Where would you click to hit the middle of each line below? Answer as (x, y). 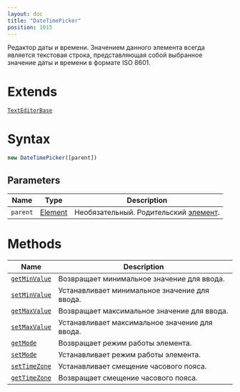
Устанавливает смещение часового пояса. (132, 366)
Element (54, 212)
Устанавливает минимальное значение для (134, 290)
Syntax (29, 139)
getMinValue (31, 278)
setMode (24, 355)
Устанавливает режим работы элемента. (130, 354)
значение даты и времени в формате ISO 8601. (79, 63)
